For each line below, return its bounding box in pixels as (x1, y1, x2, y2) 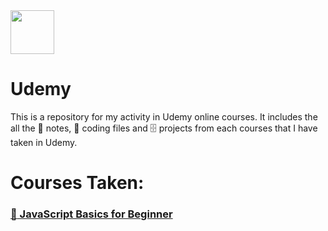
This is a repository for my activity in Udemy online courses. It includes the (10, 110, 318, 123)
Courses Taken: (10, 172, 145, 194)
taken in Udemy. (10, 136, 78, 148)
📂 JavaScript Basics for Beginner (10, 207, 173, 221)
